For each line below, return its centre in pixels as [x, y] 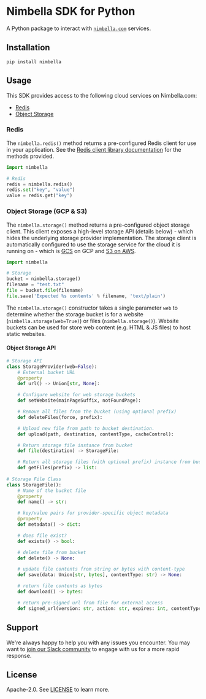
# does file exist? [42, 536]
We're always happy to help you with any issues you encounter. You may [98, 642]
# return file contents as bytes [60, 586]
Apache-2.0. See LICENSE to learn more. [58, 690]
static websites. [26, 334]
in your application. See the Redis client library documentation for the [94, 149]
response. [19, 655]
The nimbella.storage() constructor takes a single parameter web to [92, 308]
